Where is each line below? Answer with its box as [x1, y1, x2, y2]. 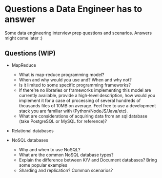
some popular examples [19, 162, 68, 168]
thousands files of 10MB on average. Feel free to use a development [19, 102, 156, 108]
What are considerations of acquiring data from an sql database [19, 113, 147, 119]
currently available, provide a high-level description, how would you [19, 92, 156, 98]
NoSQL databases [11, 137, 48, 143]
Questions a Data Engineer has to [4, 3, 142, 15]
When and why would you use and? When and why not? [19, 77, 132, 82]
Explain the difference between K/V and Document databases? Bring [19, 157, 157, 163]
